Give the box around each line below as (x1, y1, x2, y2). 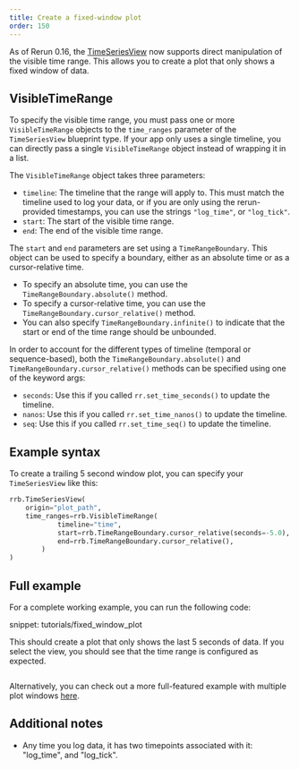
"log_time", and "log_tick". (21, 749, 118, 760)
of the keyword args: (9, 372, 86, 383)
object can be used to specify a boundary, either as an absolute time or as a (9, 252, 290, 263)
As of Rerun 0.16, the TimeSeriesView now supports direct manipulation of (9, 46, 283, 56)
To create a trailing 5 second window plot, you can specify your (9, 468, 244, 479)
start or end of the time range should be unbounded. (21, 327, 217, 338)
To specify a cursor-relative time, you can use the (21, 298, 206, 309)
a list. (9, 153, 30, 164)
